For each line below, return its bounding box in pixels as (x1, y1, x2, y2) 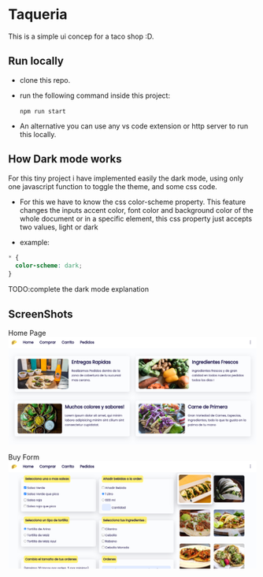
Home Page (8, 329, 46, 337)
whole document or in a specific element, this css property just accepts (19, 214, 253, 223)
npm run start (19, 107, 66, 115)
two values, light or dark (19, 222, 98, 232)
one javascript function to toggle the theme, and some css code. (8, 181, 218, 191)
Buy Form (8, 452, 40, 462)
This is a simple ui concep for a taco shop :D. (8, 32, 154, 41)
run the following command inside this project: (19, 91, 171, 100)
